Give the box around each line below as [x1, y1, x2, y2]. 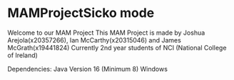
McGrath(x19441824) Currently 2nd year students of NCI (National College [7, 43, 227, 52]
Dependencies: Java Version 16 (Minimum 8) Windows [7, 64, 168, 73]
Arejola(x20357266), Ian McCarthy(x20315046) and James [7, 35, 182, 44]
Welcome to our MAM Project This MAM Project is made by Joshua [7, 28, 205, 37]
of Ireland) [7, 51, 38, 59]
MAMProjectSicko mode [7, 5, 155, 21]
